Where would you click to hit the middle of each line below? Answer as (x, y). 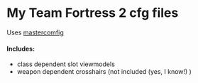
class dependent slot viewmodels (66, 64)
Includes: (21, 49)
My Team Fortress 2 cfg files (93, 13)
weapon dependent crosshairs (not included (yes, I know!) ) (104, 72)
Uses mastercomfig (35, 32)
